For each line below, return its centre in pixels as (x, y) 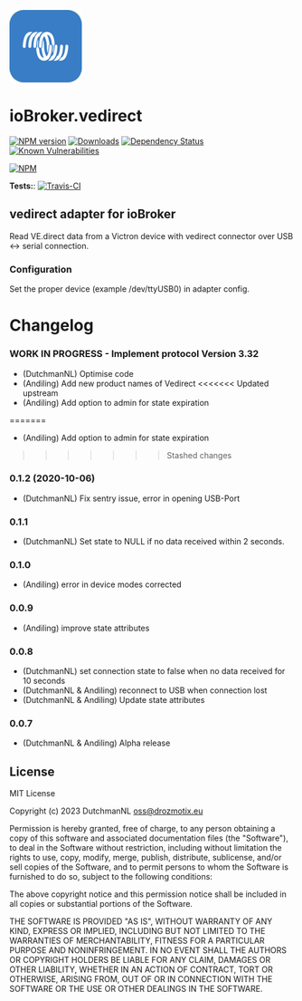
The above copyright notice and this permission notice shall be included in (148, 894)
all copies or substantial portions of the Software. (101, 904)
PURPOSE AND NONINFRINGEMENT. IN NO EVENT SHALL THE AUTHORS (148, 950)
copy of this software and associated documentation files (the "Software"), (149, 838)
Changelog (52, 326)
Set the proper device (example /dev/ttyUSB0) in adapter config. (130, 289)
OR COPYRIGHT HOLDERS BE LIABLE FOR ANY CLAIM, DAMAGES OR (140, 960)
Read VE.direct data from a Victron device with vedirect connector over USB (151, 236)
